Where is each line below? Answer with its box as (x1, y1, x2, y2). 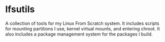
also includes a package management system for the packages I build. (5, 31, 153, 37)
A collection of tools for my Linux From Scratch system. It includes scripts (5, 20, 159, 26)
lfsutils (5, 4, 35, 15)
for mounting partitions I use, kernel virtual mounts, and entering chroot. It (5, 25, 160, 31)
